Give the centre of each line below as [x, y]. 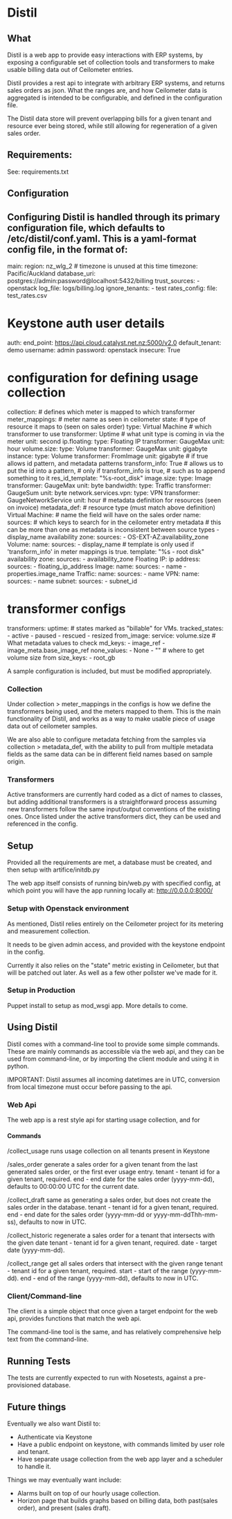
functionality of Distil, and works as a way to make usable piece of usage [111, 719]
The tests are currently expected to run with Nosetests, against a [100, 1378]
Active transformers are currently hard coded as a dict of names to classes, [115, 795]
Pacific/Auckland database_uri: [51, 273]
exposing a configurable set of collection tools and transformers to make [111, 62]
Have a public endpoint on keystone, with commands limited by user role [121, 1444]
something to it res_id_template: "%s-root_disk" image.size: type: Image [110, 478]
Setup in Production [41, 990]
